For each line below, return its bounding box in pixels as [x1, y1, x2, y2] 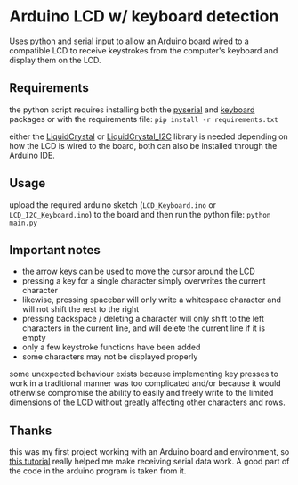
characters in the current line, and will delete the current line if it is [21, 323, 265, 333]
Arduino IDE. [9, 150, 55, 160]
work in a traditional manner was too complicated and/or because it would [9, 378, 282, 389]
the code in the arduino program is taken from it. [9, 465, 187, 476]
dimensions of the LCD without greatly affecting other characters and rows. [9, 397, 286, 407]
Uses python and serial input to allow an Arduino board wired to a [9, 36, 249, 46]
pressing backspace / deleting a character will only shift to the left [21, 314, 265, 325]
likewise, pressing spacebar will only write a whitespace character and [21, 294, 282, 305]
